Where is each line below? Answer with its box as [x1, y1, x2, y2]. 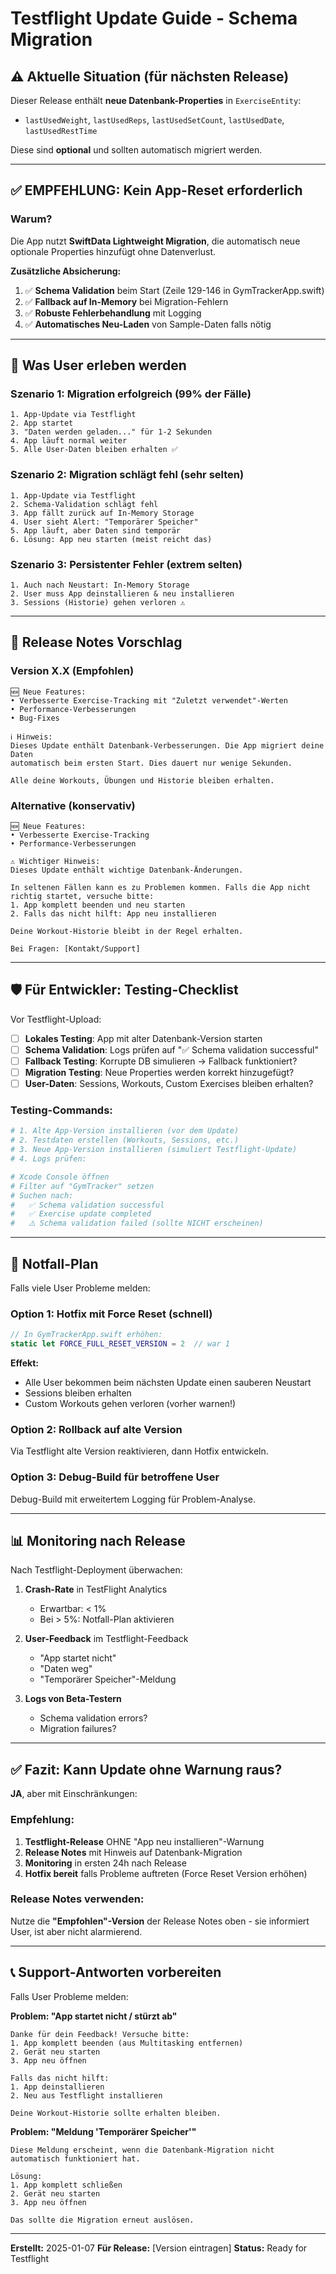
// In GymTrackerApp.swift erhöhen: [10, 1330, 163, 1340]
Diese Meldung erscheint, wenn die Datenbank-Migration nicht [10, 2145, 275, 2155]
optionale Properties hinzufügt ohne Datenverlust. [10, 245, 217, 257]
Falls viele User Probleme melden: [10, 1282, 151, 1294]
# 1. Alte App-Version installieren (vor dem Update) [10, 1126, 240, 1136]
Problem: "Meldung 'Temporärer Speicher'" [10, 2125, 197, 2137]
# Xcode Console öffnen [10, 1172, 110, 1182]
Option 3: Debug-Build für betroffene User [10, 1470, 220, 1484]
